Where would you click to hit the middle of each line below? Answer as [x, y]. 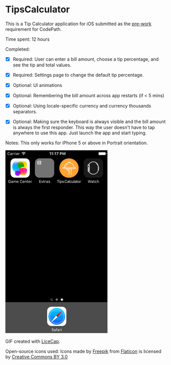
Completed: [18, 49]
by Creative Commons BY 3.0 [36, 357]
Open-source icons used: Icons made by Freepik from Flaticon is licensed [83, 352]
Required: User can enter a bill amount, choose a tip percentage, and [86, 59]
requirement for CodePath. [34, 29]
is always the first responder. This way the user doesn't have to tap [84, 128]
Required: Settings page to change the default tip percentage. [78, 75]
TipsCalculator [38, 10]
